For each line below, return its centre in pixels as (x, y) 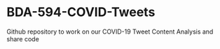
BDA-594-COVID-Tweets (81, 12)
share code (23, 38)
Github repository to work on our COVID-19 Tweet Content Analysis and (110, 31)
